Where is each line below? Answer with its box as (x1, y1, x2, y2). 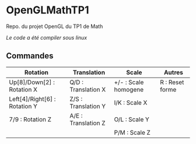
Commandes (6, 51, 54, 61)
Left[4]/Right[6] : (9, 94, 56, 103)
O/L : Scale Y (114, 115, 150, 123)
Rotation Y (9, 102, 38, 110)
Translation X (69, 85, 106, 93)
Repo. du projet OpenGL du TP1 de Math (6, 23, 103, 30)
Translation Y (69, 102, 106, 110)
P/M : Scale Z (114, 128, 150, 136)
